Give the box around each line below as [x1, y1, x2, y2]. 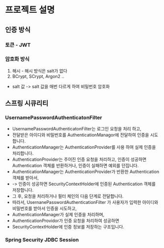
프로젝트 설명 [5, 4, 55, 16]
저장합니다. [12, 187, 34, 193]
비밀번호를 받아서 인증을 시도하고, [12, 205, 77, 211]
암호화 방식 [5, 56, 30, 63]
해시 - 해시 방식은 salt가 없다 [12, 68, 68, 74]
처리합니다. [12, 150, 34, 156]
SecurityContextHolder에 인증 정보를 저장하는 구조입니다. [12, 224, 124, 230]
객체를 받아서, [12, 175, 39, 181]
